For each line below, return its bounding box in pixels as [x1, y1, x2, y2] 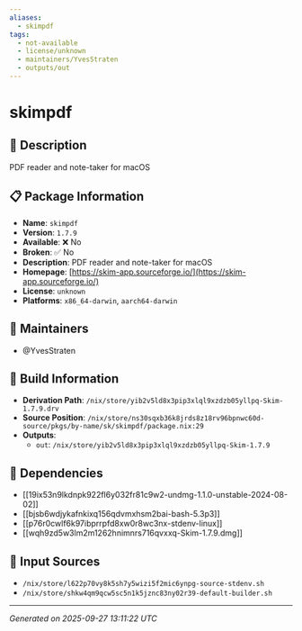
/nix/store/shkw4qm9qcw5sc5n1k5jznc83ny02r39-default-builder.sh [22, 589, 272, 598]
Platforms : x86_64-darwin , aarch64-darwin [22, 294, 178, 306]
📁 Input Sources [9, 554, 101, 569]
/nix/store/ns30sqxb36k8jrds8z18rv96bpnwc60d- [86, 414, 265, 423]
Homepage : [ [22, 266, 73, 277]
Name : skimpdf [22, 217, 78, 228]
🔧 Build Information [9, 371, 120, 386]
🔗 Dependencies [9, 465, 103, 481]
